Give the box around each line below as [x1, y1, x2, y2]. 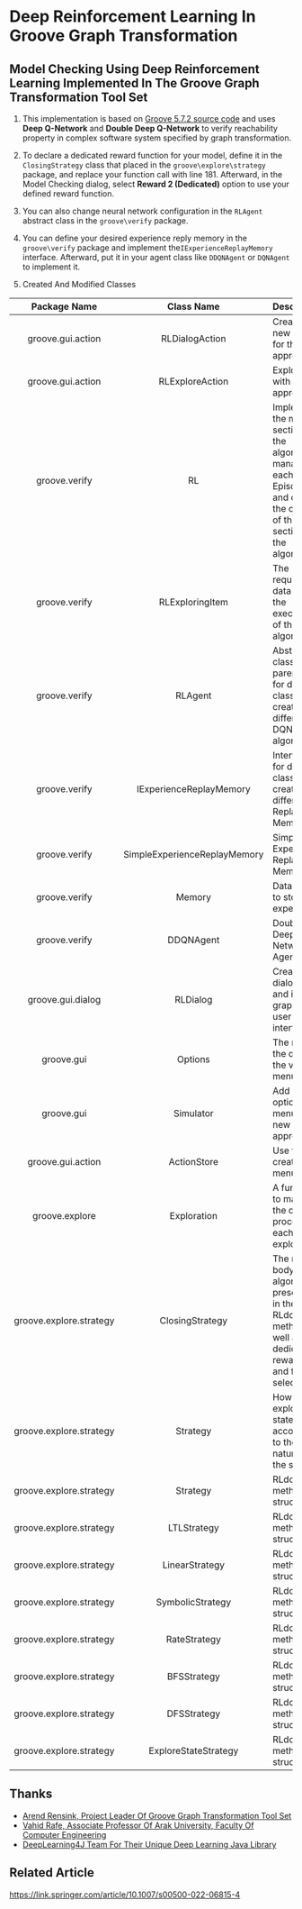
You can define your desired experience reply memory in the [22, 232, 248, 243]
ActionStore [168, 1156, 218, 1168]
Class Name [167, 300, 220, 313]
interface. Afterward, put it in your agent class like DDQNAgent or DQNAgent [22, 252, 290, 262]
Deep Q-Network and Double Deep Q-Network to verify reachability [22, 123, 279, 133]
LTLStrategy [167, 1522, 220, 1533]
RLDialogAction [161, 332, 226, 344]
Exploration [169, 1210, 218, 1222]
